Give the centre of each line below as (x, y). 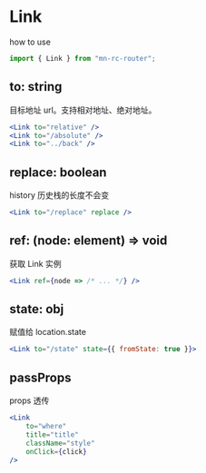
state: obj (37, 309)
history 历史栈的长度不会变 (59, 195)
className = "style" (60, 443)
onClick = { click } (57, 451)
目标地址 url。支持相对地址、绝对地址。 (83, 110)
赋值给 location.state (48, 332)
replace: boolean (58, 172)
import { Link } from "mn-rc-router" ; (83, 58)
